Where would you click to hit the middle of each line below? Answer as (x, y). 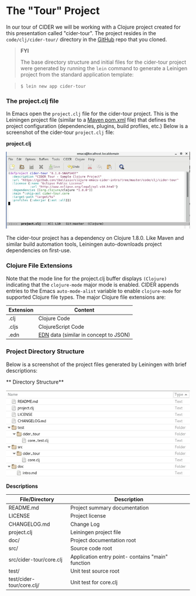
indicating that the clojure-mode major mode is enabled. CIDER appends (92, 284)
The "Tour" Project (53, 11)
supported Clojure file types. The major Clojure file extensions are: (86, 297)
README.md (24, 508)
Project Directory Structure (45, 352)
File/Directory (37, 499)
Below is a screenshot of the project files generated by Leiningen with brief (96, 364)
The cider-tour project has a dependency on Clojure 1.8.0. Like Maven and (95, 238)
